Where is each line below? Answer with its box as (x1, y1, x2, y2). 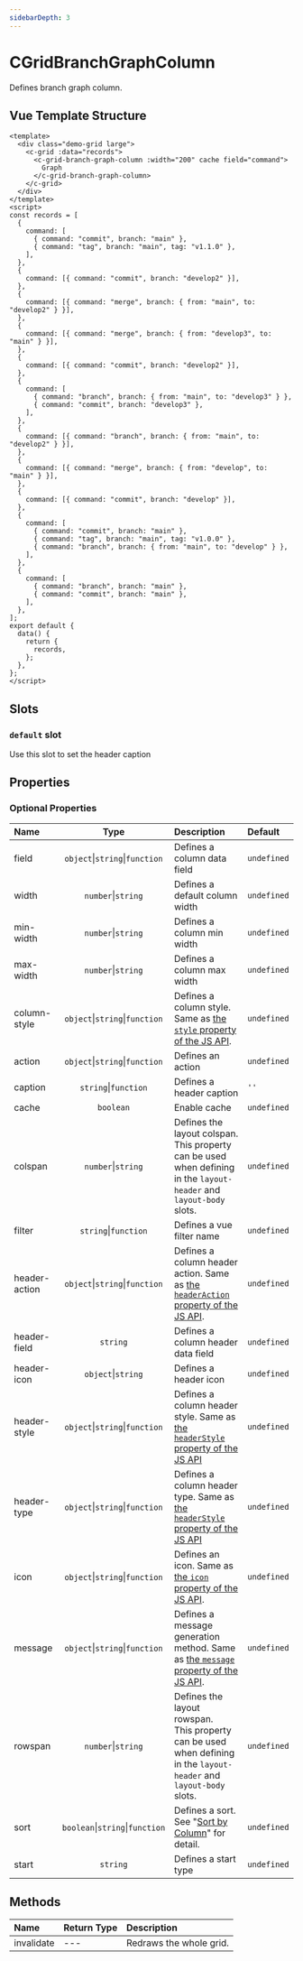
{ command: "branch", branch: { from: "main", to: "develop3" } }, (32, 393, 293, 402)
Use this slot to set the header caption (9, 749, 151, 760)
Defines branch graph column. (9, 82, 123, 93)
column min (174, 926, 224, 939)
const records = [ (9, 211, 78, 220)
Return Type (62, 1921, 118, 1934)
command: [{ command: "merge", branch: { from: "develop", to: (25, 464, 269, 473)
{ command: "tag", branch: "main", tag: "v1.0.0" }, (32, 534, 236, 544)
